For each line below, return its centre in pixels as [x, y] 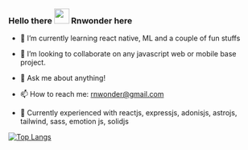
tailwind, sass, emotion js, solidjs [74, 122]
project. [33, 62]
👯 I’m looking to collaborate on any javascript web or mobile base [128, 54]
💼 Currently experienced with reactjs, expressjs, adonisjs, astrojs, [128, 113]
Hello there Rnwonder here [70, 20]
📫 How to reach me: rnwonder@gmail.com [92, 94]
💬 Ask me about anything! [63, 78]
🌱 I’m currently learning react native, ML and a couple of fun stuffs [130, 38]
